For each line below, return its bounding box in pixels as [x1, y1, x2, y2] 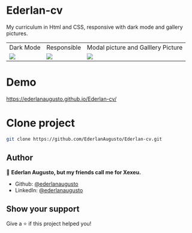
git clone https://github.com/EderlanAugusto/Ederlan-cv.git [6, 136, 163, 142]
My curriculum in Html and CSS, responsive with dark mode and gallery [6, 23, 183, 31]
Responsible [46, 43, 82, 52]
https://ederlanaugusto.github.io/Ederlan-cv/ [6, 95, 117, 102]
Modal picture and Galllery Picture [86, 43, 183, 52]
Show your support [6, 204, 80, 214]
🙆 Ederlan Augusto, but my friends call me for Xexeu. [6, 168, 142, 175]
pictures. [6, 29, 28, 37]
